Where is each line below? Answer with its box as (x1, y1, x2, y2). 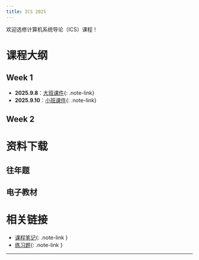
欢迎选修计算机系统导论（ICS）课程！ (6, 26, 98, 33)
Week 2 (6, 114, 35, 125)
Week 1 (6, 72, 33, 83)
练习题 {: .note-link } (14, 241, 63, 248)
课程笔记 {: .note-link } (14, 234, 68, 241)
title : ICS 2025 (6, 8, 46, 15)
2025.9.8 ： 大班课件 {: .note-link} (14, 89, 95, 96)
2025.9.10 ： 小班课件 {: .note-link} (14, 96, 97, 104)
